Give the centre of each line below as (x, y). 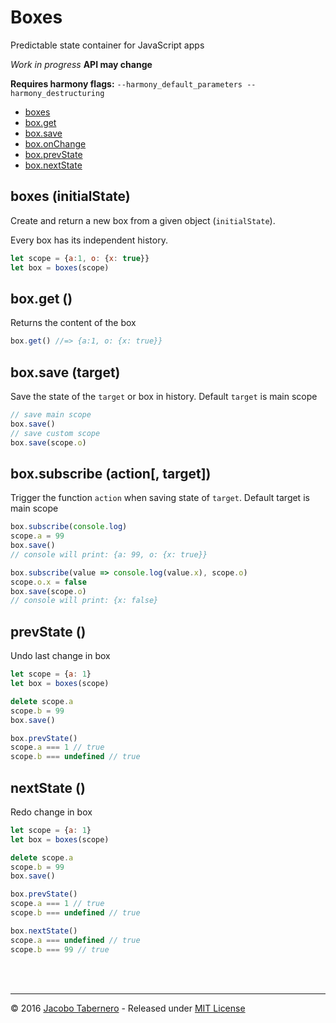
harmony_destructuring (57, 93)
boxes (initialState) (70, 196)
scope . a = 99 (37, 536)
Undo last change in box (60, 656)
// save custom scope (55, 433)
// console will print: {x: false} (84, 601)
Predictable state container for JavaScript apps (107, 45)
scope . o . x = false (48, 582)
